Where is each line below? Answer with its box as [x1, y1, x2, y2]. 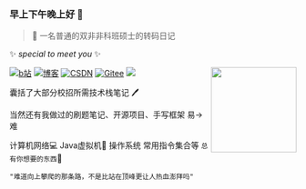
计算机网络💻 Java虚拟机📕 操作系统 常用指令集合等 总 [9, 140, 209, 151]
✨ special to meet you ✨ [9, 48, 102, 60]
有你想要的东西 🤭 [9, 153, 63, 164]
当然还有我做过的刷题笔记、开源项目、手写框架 [9, 109, 185, 120]
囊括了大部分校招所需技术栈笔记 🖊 [9, 87, 139, 98]
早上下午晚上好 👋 [9, 7, 84, 20]
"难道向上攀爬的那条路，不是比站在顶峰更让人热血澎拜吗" [9, 173, 194, 182]
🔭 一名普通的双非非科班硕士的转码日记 [31, 30, 176, 42]
